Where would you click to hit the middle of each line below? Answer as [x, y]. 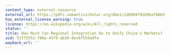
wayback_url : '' [22, 43]
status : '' [17, 29]
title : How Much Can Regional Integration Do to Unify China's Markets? [84, 33]
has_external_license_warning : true [44, 19]
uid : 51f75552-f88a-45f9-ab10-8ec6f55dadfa [52, 38]
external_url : [20, 15]
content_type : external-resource [41, 10]
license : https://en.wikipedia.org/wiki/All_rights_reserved [72, 24]
